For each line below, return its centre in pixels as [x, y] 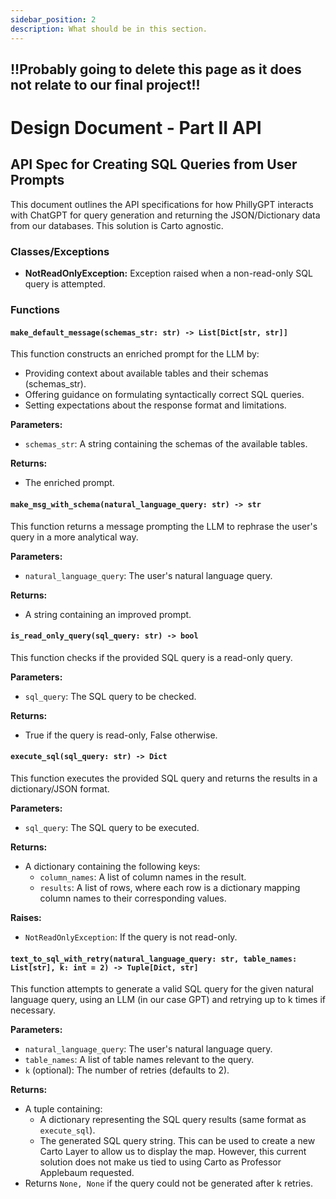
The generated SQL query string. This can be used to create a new [177, 1141]
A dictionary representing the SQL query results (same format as [173, 1120]
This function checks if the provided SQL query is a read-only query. [151, 657]
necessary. [33, 1010]
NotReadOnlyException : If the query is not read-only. [131, 937]
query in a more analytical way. [74, 537]
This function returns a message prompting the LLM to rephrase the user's [164, 526]
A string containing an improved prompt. [108, 614]
